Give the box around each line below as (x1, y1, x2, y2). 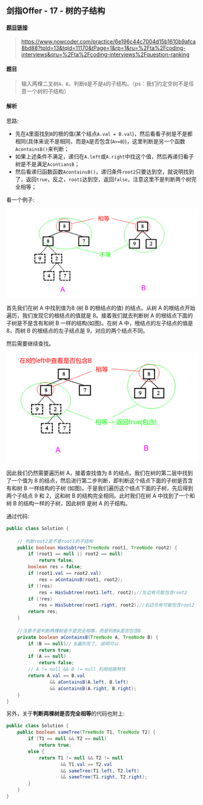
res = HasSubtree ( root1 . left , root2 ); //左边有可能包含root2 (38, 589, 188, 596)
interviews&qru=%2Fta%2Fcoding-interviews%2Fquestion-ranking (21, 50, 190, 58)
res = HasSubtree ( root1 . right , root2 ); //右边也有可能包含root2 (38, 602, 195, 608)
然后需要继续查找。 (6, 340, 55, 347)
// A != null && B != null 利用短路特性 (28, 667, 126, 673)
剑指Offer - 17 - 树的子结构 (6, 5, 105, 16)
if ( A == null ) (28, 653, 67, 660)
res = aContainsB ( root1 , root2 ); (38, 576, 123, 583)
